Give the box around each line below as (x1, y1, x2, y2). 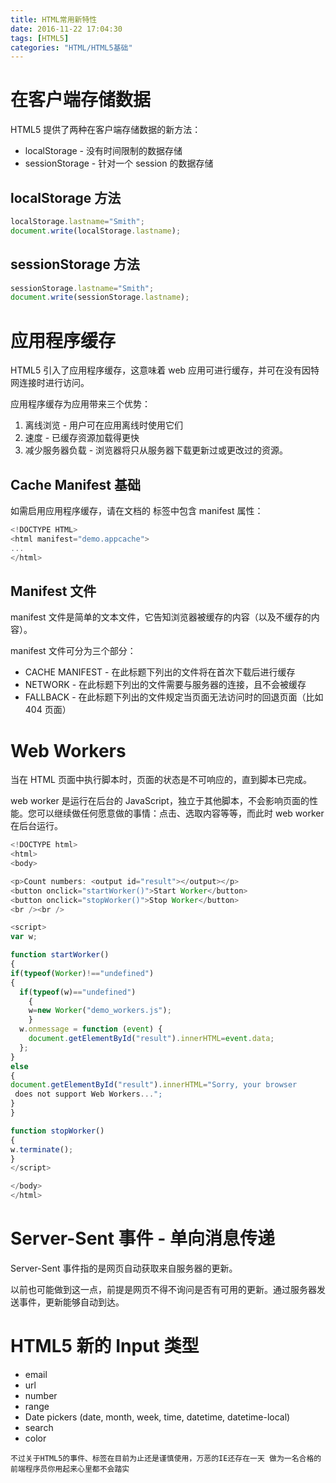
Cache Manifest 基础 (10, 476, 142, 493)
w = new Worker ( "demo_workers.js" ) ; (28, 1006, 172, 1016)
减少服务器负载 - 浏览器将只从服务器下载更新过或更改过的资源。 (24, 444, 289, 456)
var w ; (10, 932, 38, 942)
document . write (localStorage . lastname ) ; (10, 226, 182, 236)
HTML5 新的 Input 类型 (10, 1335, 200, 1358)
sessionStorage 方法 (10, 256, 140, 273)
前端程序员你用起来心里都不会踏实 (10, 1464, 130, 1474)
